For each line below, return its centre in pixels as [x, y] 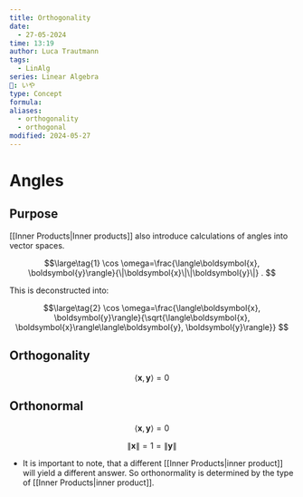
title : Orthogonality [50, 18]
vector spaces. [37, 245]
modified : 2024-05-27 [50, 136]
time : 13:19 [32, 43]
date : [19, 26]
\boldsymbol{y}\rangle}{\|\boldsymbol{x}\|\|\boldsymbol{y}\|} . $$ [152, 272]
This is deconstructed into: [59, 290]
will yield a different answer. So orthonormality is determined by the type [158, 473]
